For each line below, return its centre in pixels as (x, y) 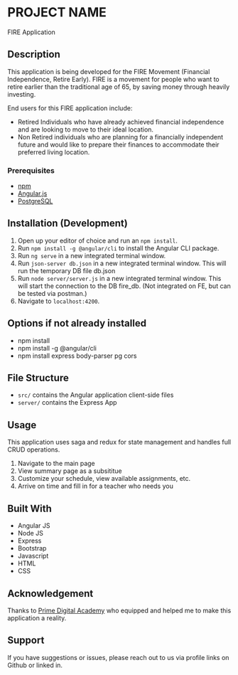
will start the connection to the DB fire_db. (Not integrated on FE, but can (124, 286)
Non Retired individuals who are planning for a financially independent (120, 137)
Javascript (33, 556)
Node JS (31, 533)
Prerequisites (31, 170)
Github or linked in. (35, 665)
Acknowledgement (50, 594)
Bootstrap (32, 548)
